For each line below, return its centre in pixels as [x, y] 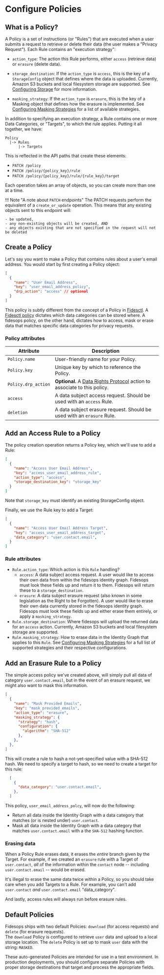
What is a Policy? [32, 27]
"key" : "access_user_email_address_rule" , [58, 473]
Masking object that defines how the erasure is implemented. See [78, 104]
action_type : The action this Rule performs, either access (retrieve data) [84, 59]
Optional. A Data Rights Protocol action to [102, 381]
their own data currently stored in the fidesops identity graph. [81, 606]
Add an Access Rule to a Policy [53, 433]
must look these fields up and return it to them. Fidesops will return [87, 585]
